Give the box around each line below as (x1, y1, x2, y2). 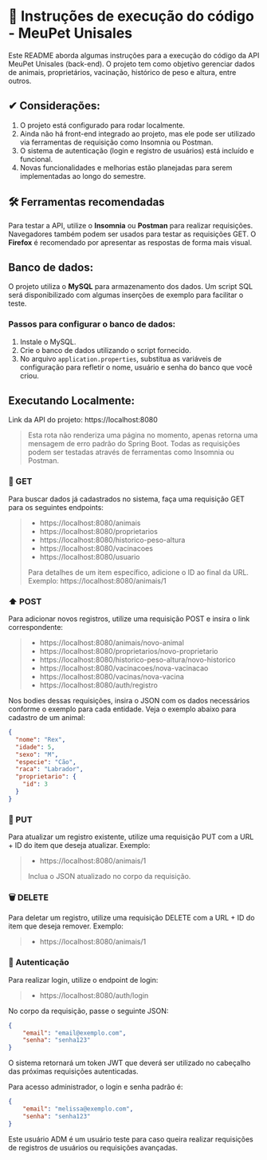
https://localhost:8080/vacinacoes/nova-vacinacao (39, 663, 209, 673)
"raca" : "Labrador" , (15, 766, 84, 774)
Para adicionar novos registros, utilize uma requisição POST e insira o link (8, 614, 250, 624)
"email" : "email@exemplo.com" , (22, 1029, 127, 1037)
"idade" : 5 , (15, 742, 56, 751)
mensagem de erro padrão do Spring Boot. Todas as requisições (27, 439, 241, 449)
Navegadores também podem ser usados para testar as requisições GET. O (8, 229, 257, 239)
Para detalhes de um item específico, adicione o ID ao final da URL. (27, 567, 249, 577)
